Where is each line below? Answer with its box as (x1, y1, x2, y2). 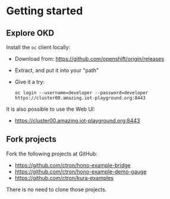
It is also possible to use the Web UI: (6, 105, 95, 113)
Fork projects (6, 134, 56, 144)
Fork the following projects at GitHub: (6, 150, 98, 157)
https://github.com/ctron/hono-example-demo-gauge (14, 168, 147, 175)
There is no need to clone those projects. (6, 186, 107, 193)
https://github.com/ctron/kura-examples (14, 174, 114, 181)
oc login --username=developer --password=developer (14, 90, 149, 96)
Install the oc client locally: (6, 43, 71, 51)
